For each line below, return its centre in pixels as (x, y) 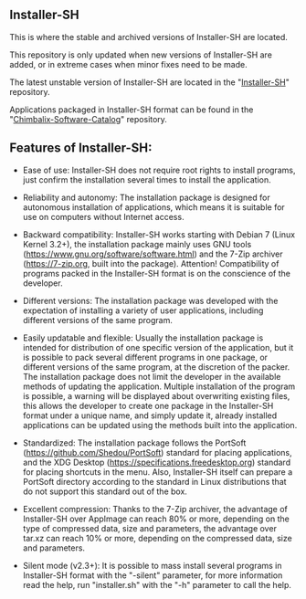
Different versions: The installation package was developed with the (150, 300)
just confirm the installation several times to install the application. (147, 179)
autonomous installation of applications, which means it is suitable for (153, 207)
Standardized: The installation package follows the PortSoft (134, 443)
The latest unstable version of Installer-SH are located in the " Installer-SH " (149, 82)
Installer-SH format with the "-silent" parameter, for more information (153, 575)
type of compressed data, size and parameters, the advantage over (149, 528)
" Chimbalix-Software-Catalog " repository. (88, 119)
